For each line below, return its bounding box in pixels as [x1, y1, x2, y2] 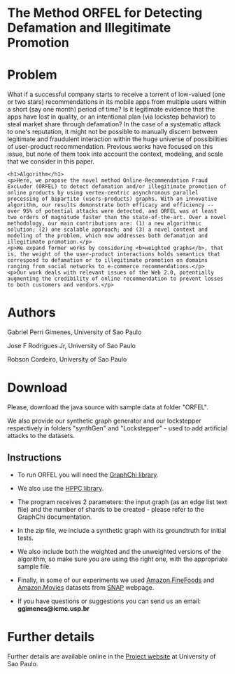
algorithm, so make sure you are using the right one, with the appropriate [17, 555, 228, 563]
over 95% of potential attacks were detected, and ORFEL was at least [7, 208, 218, 215]
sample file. [17, 562, 51, 570]
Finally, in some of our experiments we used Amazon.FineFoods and [17, 576, 215, 584]
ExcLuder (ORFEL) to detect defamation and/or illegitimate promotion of [7, 183, 227, 190]
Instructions [7, 451, 62, 464]
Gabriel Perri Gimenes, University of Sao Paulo [7, 328, 142, 336]
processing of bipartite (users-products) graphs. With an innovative [7, 195, 218, 203]
